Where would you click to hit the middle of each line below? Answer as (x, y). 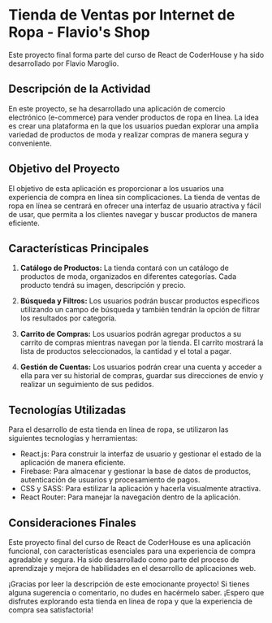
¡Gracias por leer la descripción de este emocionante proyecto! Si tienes (129, 584)
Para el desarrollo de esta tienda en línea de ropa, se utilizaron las (119, 429)
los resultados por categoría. (68, 318)
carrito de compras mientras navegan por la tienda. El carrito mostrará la (142, 342)
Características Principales (79, 248)
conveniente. (30, 143)
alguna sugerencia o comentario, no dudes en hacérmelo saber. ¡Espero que (136, 593)
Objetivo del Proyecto (64, 169)
